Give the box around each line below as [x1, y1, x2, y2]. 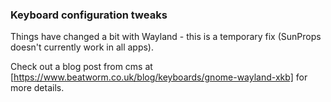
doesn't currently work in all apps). [10, 41, 155, 53]
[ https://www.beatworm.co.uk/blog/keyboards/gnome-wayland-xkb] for [10, 71, 308, 83]
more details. [10, 82, 65, 94]
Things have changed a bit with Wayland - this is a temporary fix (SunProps [10, 31, 322, 43]
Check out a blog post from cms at [10, 61, 153, 73]
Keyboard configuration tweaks [10, 8, 168, 22]
